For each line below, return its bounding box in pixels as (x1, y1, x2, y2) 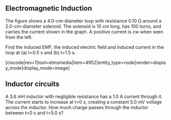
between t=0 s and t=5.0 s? (5, 110, 64, 116)
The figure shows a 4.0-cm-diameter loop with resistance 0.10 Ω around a (5, 17, 162, 24)
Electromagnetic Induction (5, 4, 92, 13)
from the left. (5, 34, 33, 40)
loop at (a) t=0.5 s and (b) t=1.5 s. (5, 49, 76, 55)
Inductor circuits (5, 79, 60, 89)
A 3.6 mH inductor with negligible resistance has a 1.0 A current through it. (5, 93, 163, 99)
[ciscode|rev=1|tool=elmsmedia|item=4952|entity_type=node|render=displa (5, 59, 166, 66)
